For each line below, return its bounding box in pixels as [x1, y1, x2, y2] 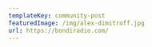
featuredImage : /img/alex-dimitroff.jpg [8, 19, 146, 27]
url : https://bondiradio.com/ [8, 26, 110, 34]
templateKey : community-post [8, 11, 106, 20]
